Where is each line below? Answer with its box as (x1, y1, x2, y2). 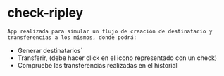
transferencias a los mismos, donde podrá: (7, 33, 137, 41)
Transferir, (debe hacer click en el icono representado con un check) (17, 54, 217, 62)
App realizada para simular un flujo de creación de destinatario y (7, 28, 213, 35)
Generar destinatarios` (17, 46, 83, 54)
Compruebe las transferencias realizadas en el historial (17, 61, 178, 69)
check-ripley (7, 5, 84, 21)
